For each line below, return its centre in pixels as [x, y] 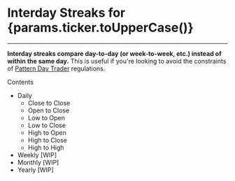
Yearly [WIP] [35, 170]
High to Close [48, 140]
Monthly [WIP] [38, 162]
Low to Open [46, 117]
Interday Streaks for [66, 13]
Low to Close [47, 125]
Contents [20, 82]
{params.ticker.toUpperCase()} [100, 28]
